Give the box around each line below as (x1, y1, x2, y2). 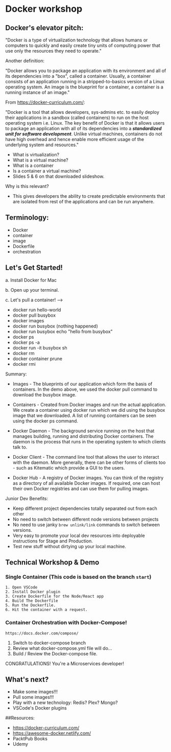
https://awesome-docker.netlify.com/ (12, 730, 91, 736)
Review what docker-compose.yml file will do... (12, 645, 112, 651)
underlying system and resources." (5, 142, 79, 148)
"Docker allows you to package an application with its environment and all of (5, 67, 166, 74)
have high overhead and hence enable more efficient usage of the (5, 136, 144, 142)
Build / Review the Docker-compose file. (12, 650, 98, 656)
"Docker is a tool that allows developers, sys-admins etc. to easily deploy (5, 109, 160, 115)
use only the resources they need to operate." (5, 48, 102, 54)
